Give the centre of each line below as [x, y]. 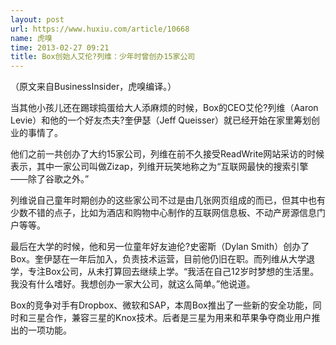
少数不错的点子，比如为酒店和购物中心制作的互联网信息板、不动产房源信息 [163, 213]
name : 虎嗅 [31, 38]
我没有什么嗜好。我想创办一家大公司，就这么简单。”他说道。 [133, 284]
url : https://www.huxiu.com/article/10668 [100, 29]
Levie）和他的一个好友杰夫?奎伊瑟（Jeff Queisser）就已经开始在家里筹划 [161, 120]
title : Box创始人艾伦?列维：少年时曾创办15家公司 [103, 57]
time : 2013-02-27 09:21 [60, 47]
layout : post [37, 19]
